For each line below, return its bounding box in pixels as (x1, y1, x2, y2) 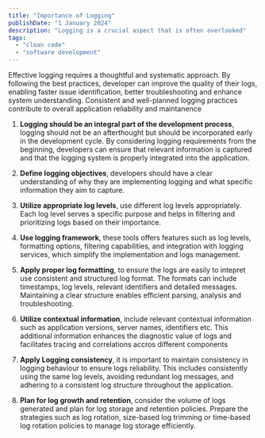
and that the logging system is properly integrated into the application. (19, 153, 250, 163)
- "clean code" (15, 41, 66, 49)
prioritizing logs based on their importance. (19, 217, 161, 227)
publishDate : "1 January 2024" (8, 19, 112, 27)
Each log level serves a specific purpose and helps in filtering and (19, 209, 236, 218)
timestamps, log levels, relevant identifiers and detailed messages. (19, 282, 238, 291)
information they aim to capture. (19, 186, 125, 194)
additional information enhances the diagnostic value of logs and (19, 331, 232, 340)
